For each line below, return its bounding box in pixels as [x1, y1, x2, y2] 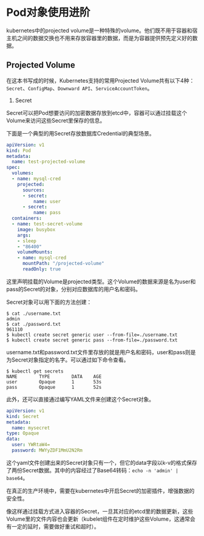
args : [17, 232, 32, 238]
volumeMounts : [17, 249, 53, 255]
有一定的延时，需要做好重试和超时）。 [6, 523, 100, 530]
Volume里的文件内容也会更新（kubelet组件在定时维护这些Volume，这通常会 [6, 515, 195, 523]
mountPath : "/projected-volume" [22, 261, 104, 267]
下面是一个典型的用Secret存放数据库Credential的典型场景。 [6, 129, 155, 137]
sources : [22, 187, 45, 193]
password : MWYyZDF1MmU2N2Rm [12, 447, 83, 453]
